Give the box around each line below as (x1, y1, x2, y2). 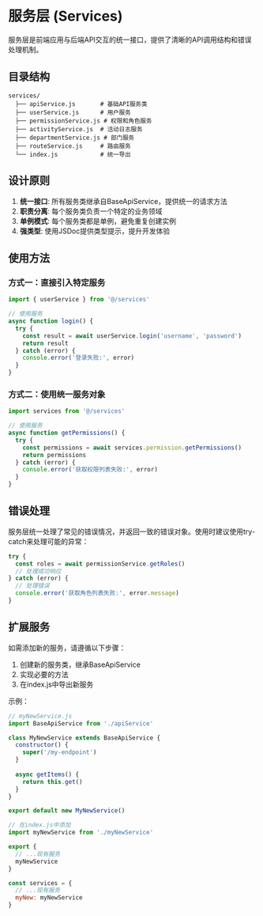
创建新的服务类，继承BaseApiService (19, 660, 141, 669)
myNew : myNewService (15, 894, 83, 902)
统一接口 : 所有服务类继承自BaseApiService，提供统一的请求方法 (19, 196, 227, 206)
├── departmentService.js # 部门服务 (15, 134, 135, 142)
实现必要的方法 (19, 669, 69, 679)
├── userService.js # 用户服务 (15, 108, 132, 116)
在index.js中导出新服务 (19, 679, 94, 689)
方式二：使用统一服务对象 (8, 388, 106, 399)
